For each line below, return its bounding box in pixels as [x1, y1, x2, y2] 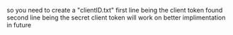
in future [6, 21, 32, 29]
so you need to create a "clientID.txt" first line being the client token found [6, 6, 223, 14]
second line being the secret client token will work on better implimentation [6, 13, 226, 22]
